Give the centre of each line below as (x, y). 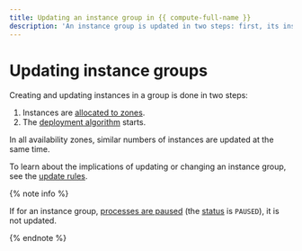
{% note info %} (39, 193)
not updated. (33, 220)
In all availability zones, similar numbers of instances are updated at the (142, 139)
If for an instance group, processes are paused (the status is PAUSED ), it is (145, 211)
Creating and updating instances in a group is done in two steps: (129, 95)
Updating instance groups (109, 71)
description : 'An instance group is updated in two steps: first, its (144, 26)
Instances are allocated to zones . (84, 112)
